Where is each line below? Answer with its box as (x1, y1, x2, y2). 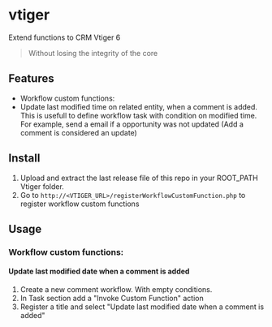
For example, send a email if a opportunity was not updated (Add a (19, 119, 244, 129)
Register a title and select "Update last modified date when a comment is (19, 302, 265, 312)
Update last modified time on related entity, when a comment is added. (19, 101, 258, 111)
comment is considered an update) (19, 127, 138, 137)
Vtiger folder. (19, 181, 65, 191)
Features (8, 71, 54, 86)
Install (8, 152, 41, 166)
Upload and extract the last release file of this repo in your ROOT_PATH (19, 173, 258, 183)
